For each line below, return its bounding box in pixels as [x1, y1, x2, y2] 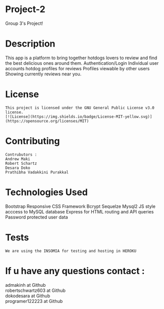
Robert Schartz [5, 161, 37, 166]
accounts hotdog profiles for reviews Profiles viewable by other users [5, 65, 150, 71]
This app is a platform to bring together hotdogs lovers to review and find [5, 55, 157, 61]
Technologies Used [5, 186, 88, 198]
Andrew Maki [5, 156, 30, 161]
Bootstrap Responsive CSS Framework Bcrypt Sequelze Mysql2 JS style [5, 203, 155, 209]
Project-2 [5, 4, 45, 15]
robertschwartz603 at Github [5, 287, 66, 293]
